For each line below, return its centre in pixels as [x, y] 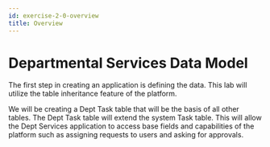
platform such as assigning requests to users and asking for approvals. [126, 135]
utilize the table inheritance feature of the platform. [93, 94]
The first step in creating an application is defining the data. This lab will [128, 85]
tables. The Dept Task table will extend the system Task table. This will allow [135, 118]
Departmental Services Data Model [128, 63]
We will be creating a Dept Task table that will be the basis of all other [124, 109]
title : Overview [35, 23]
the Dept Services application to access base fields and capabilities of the [131, 126]
